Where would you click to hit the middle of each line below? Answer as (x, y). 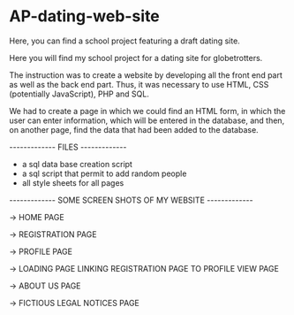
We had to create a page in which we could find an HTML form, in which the (147, 111)
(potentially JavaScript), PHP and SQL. (79, 94)
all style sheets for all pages (73, 182)
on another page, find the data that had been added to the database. (134, 129)
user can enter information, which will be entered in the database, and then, (147, 120)
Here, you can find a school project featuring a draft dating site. (124, 41)
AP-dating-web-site (85, 16)
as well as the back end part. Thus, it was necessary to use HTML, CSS (139, 84)
